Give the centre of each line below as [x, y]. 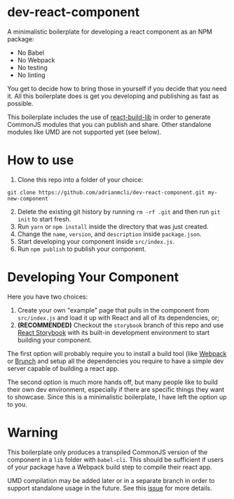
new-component [28, 198]
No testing [32, 67]
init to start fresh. [44, 219]
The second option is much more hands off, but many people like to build [113, 382]
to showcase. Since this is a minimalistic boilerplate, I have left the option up [117, 397]
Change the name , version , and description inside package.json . [109, 234]
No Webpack [36, 60]
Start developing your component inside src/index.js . [96, 241]
